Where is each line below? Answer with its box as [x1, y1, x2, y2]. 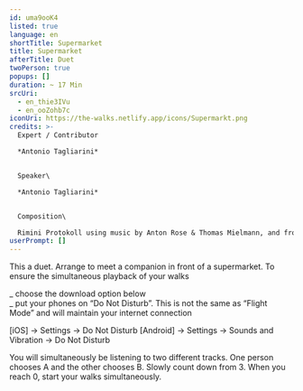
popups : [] [9, 72, 50, 81]
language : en [9, 30, 59, 39]
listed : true [9, 22, 59, 31]
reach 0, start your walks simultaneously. [9, 371, 162, 382]
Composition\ [17, 211, 67, 221]
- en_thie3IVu [17, 97, 70, 107]
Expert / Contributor [17, 131, 99, 140]
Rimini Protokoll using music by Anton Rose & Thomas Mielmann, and [17, 228, 280, 237]
